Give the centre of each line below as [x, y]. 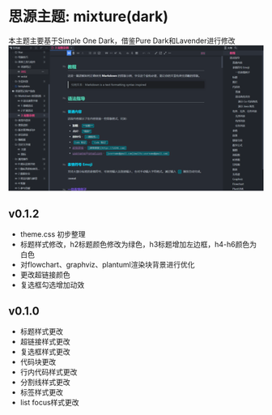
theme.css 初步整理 [53, 234]
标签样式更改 [41, 392]
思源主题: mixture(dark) [88, 17]
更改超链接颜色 [45, 275]
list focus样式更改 [49, 402]
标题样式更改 [41, 332]
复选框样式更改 [45, 352]
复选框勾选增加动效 [52, 285]
